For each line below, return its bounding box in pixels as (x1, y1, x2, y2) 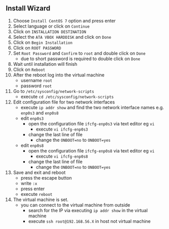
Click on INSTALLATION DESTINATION (13, 28, 86, 35)
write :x (20, 180, 38, 186)
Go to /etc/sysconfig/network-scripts (13, 88, 94, 94)
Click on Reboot (13, 66, 45, 72)
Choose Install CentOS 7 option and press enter (13, 17, 116, 23)
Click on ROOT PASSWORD (13, 44, 61, 50)
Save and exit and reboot (13, 169, 65, 175)
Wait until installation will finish (13, 61, 78, 67)
